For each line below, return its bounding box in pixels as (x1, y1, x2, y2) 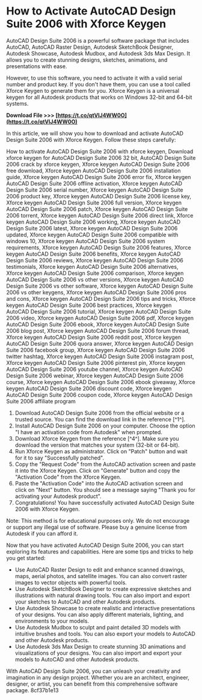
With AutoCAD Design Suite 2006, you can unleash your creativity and (6, 667, 181, 675)
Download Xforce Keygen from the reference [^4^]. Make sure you (14, 435, 179, 442)
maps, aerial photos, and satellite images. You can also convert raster (14, 572, 188, 579)
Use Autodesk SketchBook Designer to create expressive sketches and (14, 585, 191, 592)
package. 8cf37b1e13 (6, 686, 59, 694)
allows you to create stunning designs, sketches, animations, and (6, 56, 168, 63)
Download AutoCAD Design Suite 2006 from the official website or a (14, 409, 185, 417)
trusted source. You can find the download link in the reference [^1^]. (14, 415, 186, 423)
